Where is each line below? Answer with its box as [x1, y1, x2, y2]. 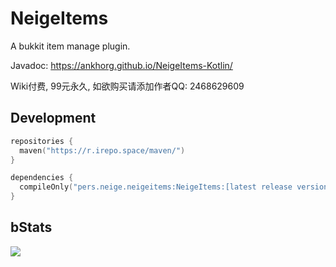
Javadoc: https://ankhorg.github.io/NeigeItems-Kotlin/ [10, 59, 233, 71]
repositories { [10, 136, 74, 146]
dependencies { [10, 173, 74, 183]
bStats [10, 219, 53, 236]
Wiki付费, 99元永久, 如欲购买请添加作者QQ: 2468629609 [10, 80, 245, 92]
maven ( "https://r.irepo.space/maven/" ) [19, 145, 186, 156]
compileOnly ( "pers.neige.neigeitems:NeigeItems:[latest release [19, 182, 293, 192]
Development [10, 110, 97, 127]
